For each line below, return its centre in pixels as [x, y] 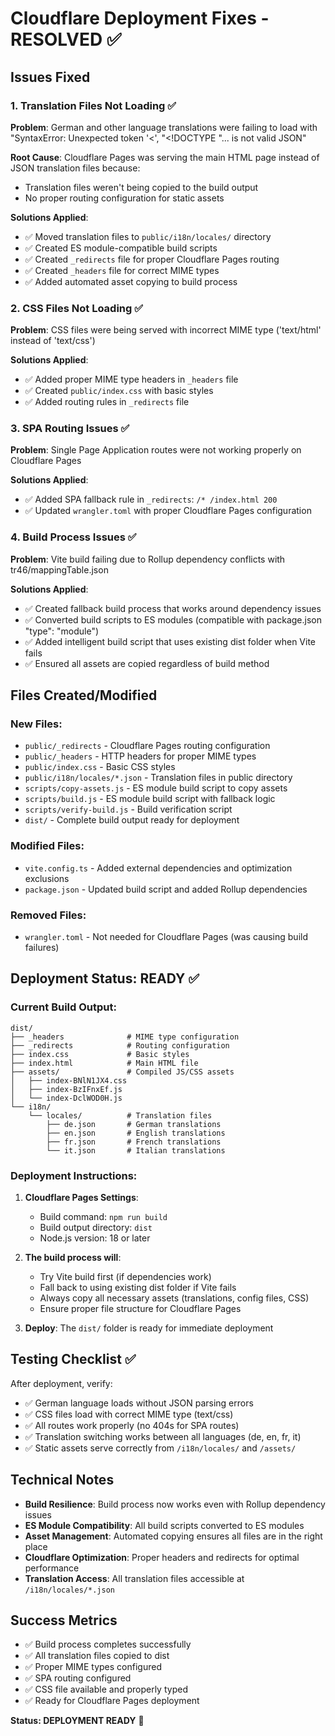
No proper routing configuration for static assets [124, 198]
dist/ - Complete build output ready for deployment [132, 820]
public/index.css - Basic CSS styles [100, 767]
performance [52, 1568]
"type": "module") [62, 631]
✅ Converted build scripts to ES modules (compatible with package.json [173, 619]
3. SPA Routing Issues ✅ [70, 429]
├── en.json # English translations [136, 1133]
